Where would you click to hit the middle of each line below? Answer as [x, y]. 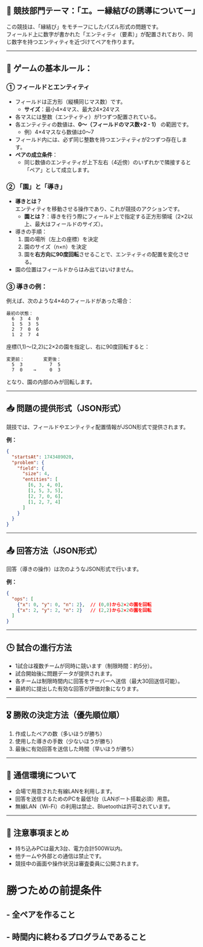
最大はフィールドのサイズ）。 [70, 224]
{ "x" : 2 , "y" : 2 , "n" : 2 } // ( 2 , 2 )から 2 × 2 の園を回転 [85, 610]
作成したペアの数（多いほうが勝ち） [60, 733]
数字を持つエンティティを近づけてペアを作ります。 [74, 42]
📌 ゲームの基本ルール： [50, 68]
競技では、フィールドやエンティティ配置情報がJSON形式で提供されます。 [98, 427]
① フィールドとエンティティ [48, 87]
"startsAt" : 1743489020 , [43, 457]
